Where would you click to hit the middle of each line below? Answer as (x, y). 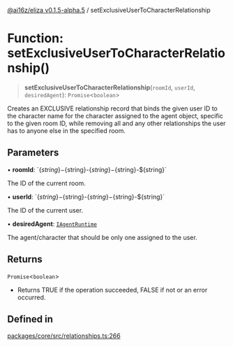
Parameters (33, 153)
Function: (36, 38)
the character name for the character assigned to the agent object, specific (115, 115)
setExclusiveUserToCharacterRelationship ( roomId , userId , (110, 87)
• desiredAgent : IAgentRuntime (52, 224)
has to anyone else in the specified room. (67, 130)
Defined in (30, 319)
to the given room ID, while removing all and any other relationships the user (116, 123)
